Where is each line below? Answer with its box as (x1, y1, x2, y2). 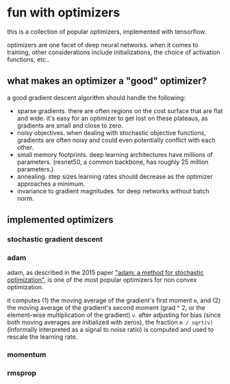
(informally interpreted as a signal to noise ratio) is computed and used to (7, 326, 214, 334)
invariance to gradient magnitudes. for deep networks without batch (16, 187, 209, 195)
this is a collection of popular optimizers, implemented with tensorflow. (7, 27, 207, 36)
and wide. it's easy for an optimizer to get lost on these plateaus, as (16, 114, 208, 122)
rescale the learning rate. (7, 333, 78, 341)
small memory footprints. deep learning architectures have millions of (16, 150, 214, 158)
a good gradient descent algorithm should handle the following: (7, 93, 186, 101)
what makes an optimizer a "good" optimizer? (7, 75, 207, 87)
